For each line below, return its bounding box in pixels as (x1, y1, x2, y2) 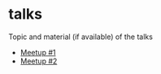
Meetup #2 (20, 56, 58, 66)
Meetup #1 (20, 47, 56, 57)
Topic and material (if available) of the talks (8, 32, 153, 41)
